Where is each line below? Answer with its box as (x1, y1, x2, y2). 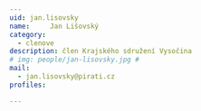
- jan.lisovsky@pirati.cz (17, 72, 116, 81)
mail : (9, 64, 30, 73)
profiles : (9, 80, 47, 89)
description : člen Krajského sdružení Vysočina (9, 47, 193, 56)
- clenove (17, 38, 54, 48)
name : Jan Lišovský (9, 22, 100, 31)
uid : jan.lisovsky (9, 13, 79, 23)
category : (9, 30, 47, 39)
